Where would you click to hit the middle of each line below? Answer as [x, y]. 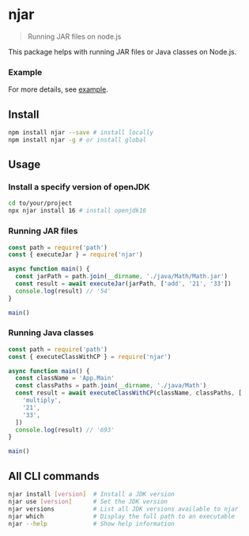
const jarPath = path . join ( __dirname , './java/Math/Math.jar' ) [121, 277]
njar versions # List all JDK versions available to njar [123, 509]
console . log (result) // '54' [63, 291]
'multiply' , [42, 401]
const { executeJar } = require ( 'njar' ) [76, 255]
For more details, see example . [58, 89]
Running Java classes [51, 333]
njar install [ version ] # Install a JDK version [92, 494]
